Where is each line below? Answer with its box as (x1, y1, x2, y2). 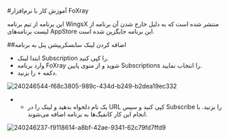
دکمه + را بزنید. (17, 69, 57, 77)
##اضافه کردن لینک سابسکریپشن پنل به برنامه (7, 41, 126, 48)
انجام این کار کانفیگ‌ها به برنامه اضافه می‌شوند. (27, 110, 148, 118)
